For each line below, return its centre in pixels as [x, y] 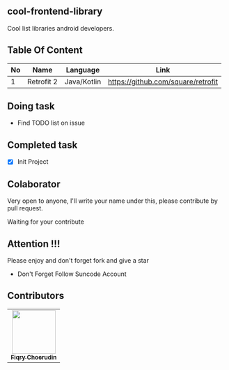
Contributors [36, 296]
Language [83, 70]
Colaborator [34, 184]
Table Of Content [45, 51]
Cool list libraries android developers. [61, 28]
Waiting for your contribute [46, 222]
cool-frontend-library [55, 11]
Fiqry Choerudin [34, 357]
